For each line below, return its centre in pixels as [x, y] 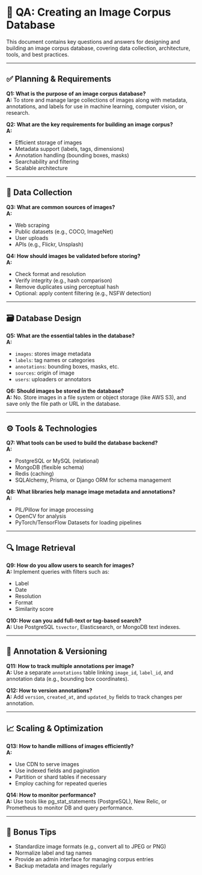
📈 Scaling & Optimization [55, 729]
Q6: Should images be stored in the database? [65, 391]
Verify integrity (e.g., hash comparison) [63, 280]
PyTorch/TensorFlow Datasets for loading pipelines [78, 523]
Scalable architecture [41, 168]
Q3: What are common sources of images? [61, 207]
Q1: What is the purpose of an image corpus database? [76, 93]
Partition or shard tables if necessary [61, 777]
